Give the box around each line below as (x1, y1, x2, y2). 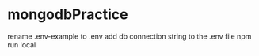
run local (7, 39, 36, 49)
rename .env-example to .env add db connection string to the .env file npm (7, 32, 252, 41)
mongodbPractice (7, 6, 128, 24)
